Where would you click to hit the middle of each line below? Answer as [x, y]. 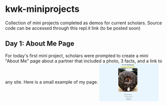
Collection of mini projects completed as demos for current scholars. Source [83, 23]
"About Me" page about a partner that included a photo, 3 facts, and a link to [84, 61]
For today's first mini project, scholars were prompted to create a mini [77, 55]
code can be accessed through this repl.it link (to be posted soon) [73, 28]
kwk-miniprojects [42, 9]
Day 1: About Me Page [40, 44]
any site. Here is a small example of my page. [52, 82]
